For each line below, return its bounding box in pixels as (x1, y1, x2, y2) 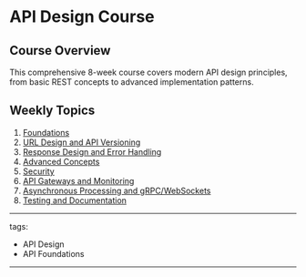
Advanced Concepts (22, 156, 100, 167)
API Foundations (22, 248, 85, 259)
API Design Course (9, 6, 155, 27)
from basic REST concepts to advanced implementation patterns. (9, 77, 254, 87)
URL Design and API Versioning (22, 137, 141, 148)
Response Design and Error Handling (22, 146, 162, 157)
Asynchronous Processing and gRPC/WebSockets (22, 185, 211, 196)
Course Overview (9, 43, 111, 58)
